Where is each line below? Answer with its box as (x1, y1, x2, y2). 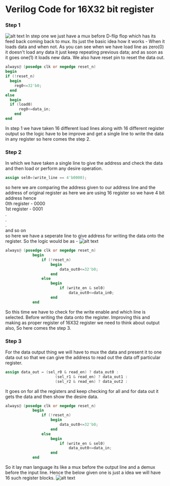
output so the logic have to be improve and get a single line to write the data (5, 130, 164, 137)
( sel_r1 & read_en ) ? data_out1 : (55, 374, 128, 379)
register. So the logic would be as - (5, 238, 78, 244)
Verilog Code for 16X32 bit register (5, 4, 154, 15)
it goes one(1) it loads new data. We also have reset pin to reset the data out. (5, 55, 165, 61)
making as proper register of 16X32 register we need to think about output (5, 320, 160, 326)
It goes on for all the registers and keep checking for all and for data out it (5, 388, 159, 394)
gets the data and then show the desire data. (5, 393, 99, 400)
